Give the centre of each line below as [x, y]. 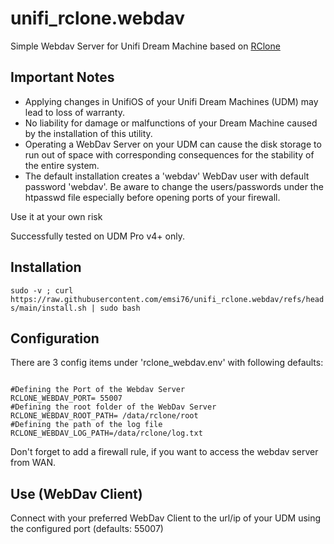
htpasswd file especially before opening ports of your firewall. [152, 197]
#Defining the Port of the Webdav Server [98, 390]
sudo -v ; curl [42, 290]
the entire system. [62, 165]
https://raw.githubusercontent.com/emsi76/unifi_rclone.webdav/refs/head [167, 299]
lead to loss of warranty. [74, 112]
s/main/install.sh [48, 308]
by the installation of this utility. [88, 133]
